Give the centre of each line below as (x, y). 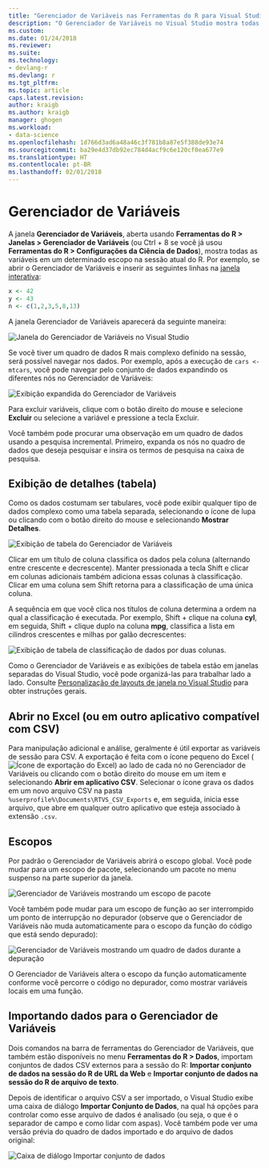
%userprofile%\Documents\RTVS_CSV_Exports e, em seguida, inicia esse (124, 799)
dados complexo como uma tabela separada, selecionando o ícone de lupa (132, 512)
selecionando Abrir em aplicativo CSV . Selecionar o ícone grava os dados (131, 783)
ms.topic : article (39, 90)
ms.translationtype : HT (48, 157)
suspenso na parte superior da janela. (71, 878)
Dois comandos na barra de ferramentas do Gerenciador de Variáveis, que (131, 1048)
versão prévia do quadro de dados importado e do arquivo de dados (121, 1131)
